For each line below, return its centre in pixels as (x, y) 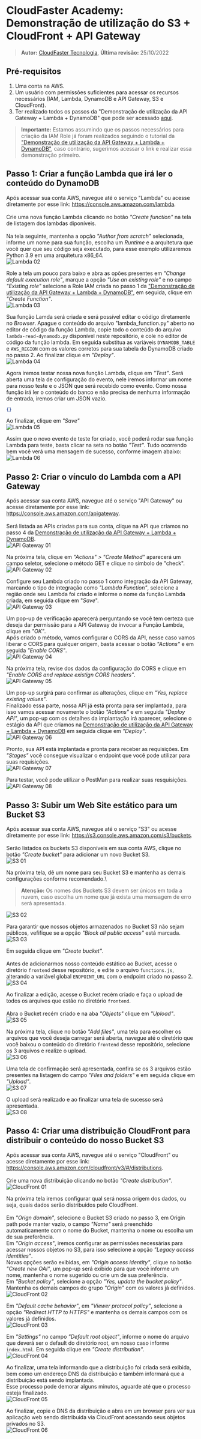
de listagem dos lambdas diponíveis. (51, 223)
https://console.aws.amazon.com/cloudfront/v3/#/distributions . (85, 1168)
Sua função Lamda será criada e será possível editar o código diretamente (98, 316)
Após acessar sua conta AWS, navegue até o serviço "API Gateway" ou (94, 501)
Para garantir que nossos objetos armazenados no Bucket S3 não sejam (95, 927)
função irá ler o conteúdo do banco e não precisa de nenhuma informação (98, 392)
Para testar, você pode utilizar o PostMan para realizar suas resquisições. (97, 780)
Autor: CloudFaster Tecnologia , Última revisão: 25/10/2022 (95, 52)
